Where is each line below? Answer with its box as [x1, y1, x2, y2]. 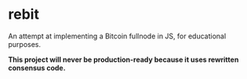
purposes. [8, 39, 42, 48]
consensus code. [8, 63, 66, 72]
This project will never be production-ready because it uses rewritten [8, 55, 239, 64]
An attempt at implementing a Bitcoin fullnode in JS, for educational [8, 31, 227, 41]
